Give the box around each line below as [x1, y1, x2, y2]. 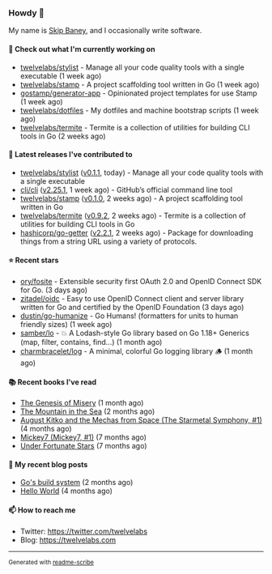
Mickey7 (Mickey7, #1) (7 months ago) [19, 432, 147, 442]
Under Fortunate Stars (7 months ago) [19, 441, 147, 451]
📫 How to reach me [8, 505, 76, 515]
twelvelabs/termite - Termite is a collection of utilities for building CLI [19, 122, 250, 132]
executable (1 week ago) [19, 70, 102, 80]
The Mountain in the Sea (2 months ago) [19, 406, 155, 416]
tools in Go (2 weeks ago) [19, 131, 107, 141]
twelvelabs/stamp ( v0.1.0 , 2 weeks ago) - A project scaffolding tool [19, 193, 243, 203]
